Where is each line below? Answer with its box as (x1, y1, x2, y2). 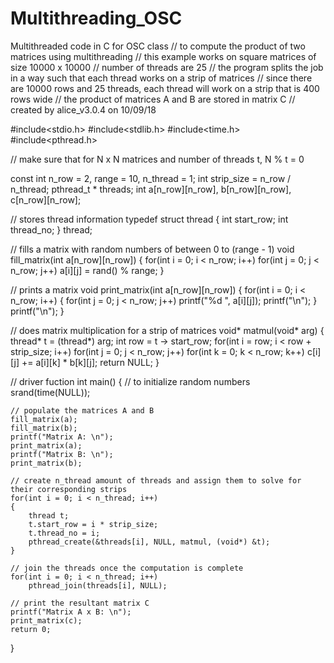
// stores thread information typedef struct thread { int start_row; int (10, 213, 289, 225)
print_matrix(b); (10, 458, 83, 468)
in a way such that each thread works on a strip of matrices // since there (10, 72, 313, 84)
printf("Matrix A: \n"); (10, 432, 114, 442)
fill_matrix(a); (10, 414, 78, 424)
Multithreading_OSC (10, 7, 183, 30)
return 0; (10, 624, 52, 634)
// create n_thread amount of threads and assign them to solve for (10, 475, 302, 486)
